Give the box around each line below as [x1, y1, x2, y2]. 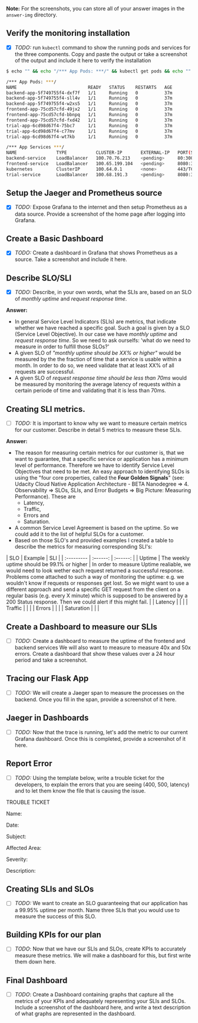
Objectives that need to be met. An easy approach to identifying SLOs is [14, 468, 190, 475]
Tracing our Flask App [6, 674, 89, 684]
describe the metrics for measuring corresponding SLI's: [14, 543, 153, 550]
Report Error [6, 758, 52, 768]
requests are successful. [14, 368, 75, 375]
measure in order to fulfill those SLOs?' [14, 343, 110, 350]
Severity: [6, 856, 28, 863]
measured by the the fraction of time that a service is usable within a [14, 356, 181, 363]
